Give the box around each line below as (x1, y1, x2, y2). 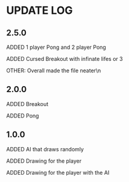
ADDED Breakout (6, 100, 49, 107)
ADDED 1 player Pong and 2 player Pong (6, 43, 107, 51)
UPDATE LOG (6, 4, 74, 17)
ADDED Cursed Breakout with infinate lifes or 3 (6, 55, 123, 62)
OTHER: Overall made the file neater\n (6, 67, 101, 74)
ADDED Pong (6, 112, 39, 119)
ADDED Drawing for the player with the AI (6, 169, 110, 176)
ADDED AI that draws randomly (6, 145, 84, 152)
